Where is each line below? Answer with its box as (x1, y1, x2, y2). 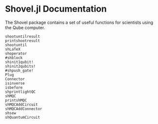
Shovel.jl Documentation (5, 3, 107, 15)
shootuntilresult (5, 34, 40, 39)
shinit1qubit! (5, 59, 34, 64)
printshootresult (5, 38, 40, 43)
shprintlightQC (5, 89, 36, 94)
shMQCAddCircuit (5, 102, 38, 107)
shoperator (5, 51, 27, 56)
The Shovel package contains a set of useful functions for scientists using (5, 19, 154, 25)
